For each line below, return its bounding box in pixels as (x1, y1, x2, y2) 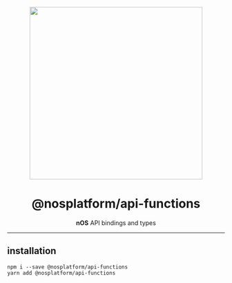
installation (7, 245, 57, 257)
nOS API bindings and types (75, 218, 157, 227)
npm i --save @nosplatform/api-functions (7, 263, 128, 271)
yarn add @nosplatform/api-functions (7, 269, 116, 276)
